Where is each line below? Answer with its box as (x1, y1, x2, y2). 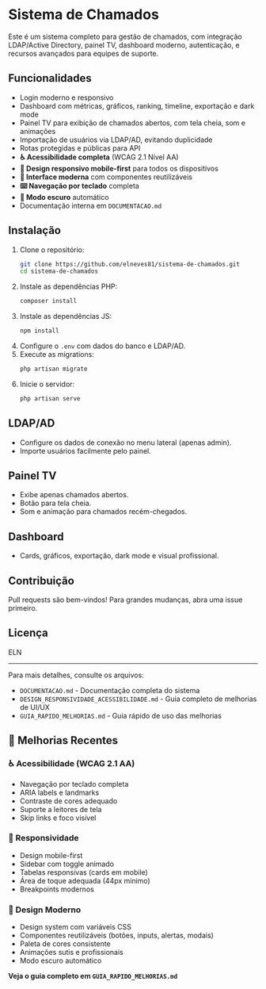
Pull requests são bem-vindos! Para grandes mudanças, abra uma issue (8, 595, 243, 604)
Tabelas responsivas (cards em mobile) (19, 867, 148, 877)
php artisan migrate (19, 365, 88, 374)
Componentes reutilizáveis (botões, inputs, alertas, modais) (19, 930, 214, 941)
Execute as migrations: (19, 350, 95, 359)
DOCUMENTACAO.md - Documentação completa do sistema (19, 685, 200, 695)
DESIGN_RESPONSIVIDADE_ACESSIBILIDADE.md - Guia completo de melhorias (19, 694, 257, 703)
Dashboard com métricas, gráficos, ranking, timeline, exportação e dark (19, 101, 255, 110)
